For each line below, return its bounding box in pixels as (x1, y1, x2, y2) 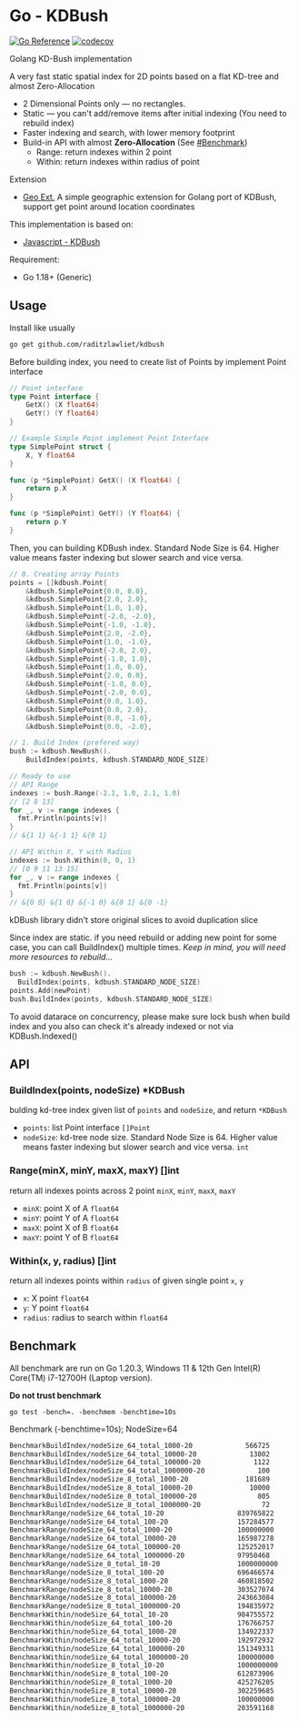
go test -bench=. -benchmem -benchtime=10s (9, 1407, 177, 1416)
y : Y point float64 (22, 1302, 89, 1313)
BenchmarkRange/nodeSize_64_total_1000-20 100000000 (9, 1525, 274, 1534)
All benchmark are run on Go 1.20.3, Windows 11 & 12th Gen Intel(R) (9, 1362, 262, 1373)
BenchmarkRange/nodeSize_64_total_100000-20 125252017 (9, 1543, 274, 1552)
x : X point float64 (22, 1292, 89, 1303)
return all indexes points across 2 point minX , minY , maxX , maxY (9, 1185, 236, 1196)
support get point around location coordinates (22, 201, 195, 212)
